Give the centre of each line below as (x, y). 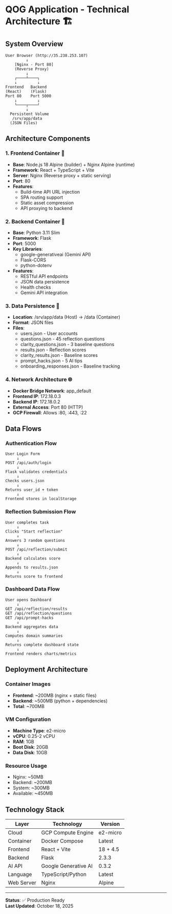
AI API (15, 866)
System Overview (34, 44)
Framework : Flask (32, 238)
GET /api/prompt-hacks (29, 618)
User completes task (27, 522)
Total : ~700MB (28, 706)
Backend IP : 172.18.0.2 (36, 402)
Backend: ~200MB (32, 783)
